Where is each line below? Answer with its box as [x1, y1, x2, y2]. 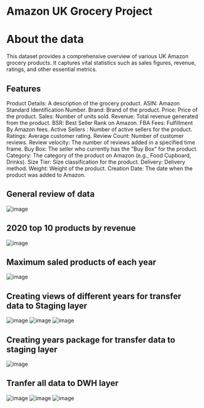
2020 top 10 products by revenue [6, 223, 136, 233]
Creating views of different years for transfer [6, 291, 182, 301]
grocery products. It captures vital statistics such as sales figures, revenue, [6, 59, 196, 67]
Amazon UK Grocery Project [6, 4, 153, 18]
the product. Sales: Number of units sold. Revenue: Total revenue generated [6, 112, 198, 120]
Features [6, 83, 41, 94]
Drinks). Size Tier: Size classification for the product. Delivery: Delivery [6, 158, 186, 165]
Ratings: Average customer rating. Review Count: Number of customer [6, 132, 184, 139]
